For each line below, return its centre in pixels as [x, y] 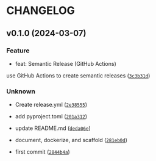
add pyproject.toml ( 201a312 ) [51, 116]
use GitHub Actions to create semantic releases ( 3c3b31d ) [78, 75]
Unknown [21, 91]
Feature [18, 51]
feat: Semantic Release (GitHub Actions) [66, 63]
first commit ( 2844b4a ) [42, 152]
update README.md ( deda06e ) [53, 128]
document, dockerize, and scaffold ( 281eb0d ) [71, 140]
